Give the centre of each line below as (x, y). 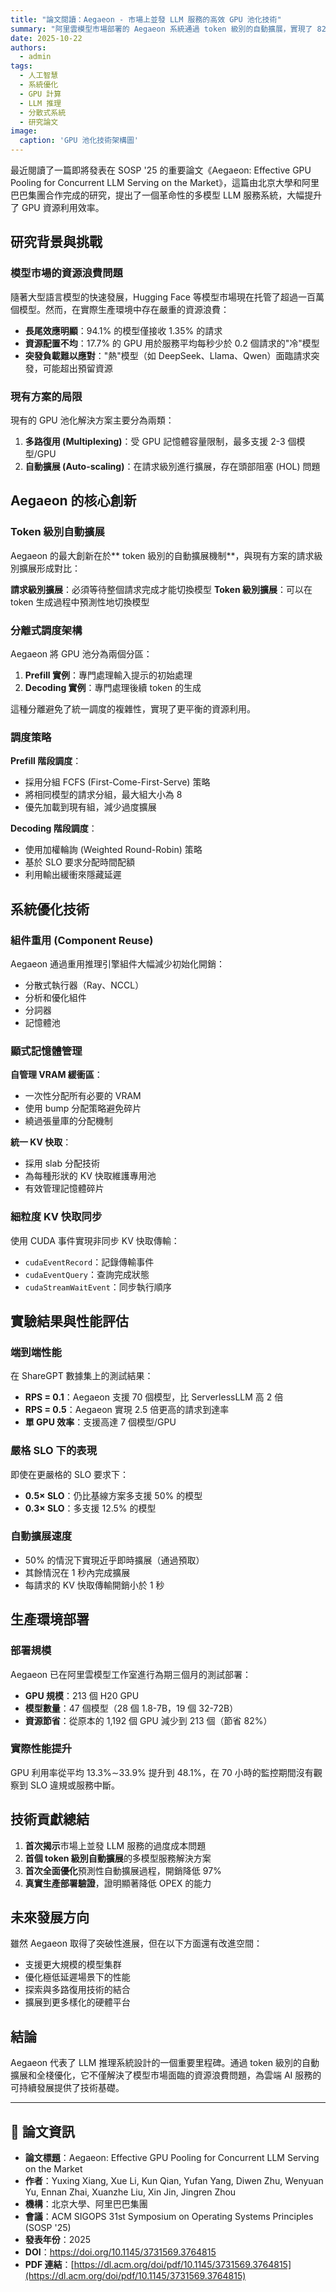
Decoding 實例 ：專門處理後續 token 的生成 (113, 687)
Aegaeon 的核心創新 (73, 501)
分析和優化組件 (55, 997)
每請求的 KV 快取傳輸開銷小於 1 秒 (94, 1585)
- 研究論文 (39, 122)
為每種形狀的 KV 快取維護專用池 (90, 1176)
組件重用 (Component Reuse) (82, 940)
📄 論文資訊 (42, 2131)
